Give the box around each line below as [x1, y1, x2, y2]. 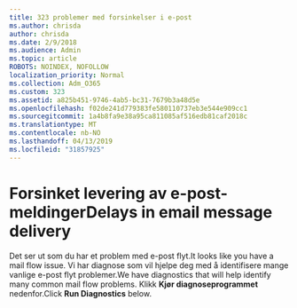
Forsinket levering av [9, 183, 168, 203]
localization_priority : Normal [9, 71, 125, 80]
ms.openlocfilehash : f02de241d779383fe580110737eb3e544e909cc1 [9, 104, 248, 113]
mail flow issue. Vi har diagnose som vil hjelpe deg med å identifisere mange [9, 259, 289, 271]
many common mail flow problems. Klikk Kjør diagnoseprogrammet [9, 279, 259, 289]
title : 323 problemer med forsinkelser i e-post [9, 12, 192, 22]
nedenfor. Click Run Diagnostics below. [9, 288, 152, 298]
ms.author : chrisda [9, 21, 82, 30]
